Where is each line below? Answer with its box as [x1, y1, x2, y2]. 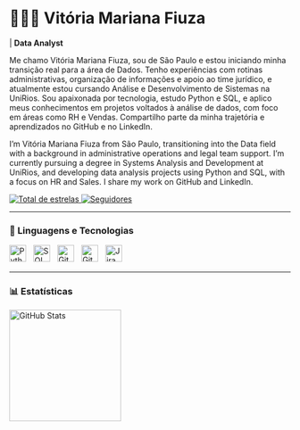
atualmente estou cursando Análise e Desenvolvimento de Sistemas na [9, 83, 271, 94]
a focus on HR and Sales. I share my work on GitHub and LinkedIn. [9, 176, 254, 186]
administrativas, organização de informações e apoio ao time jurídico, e [9, 73, 272, 84]
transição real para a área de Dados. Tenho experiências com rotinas [9, 64, 263, 75]
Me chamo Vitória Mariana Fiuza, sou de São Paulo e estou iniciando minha [9, 54, 287, 65]
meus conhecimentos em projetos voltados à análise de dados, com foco [9, 102, 279, 112]
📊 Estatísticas [9, 285, 73, 298]
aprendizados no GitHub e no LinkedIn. [9, 120, 154, 132]
